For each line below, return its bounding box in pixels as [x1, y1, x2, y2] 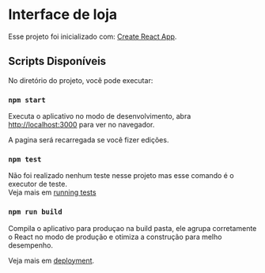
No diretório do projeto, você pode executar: [8, 75, 153, 85]
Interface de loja [8, 6, 118, 24]
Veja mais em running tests [8, 188, 97, 197]
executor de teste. [8, 180, 67, 189]
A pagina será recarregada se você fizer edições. [8, 135, 169, 145]
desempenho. [8, 240, 54, 250]
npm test [8, 154, 42, 164]
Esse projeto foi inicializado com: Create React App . [8, 32, 177, 41]
